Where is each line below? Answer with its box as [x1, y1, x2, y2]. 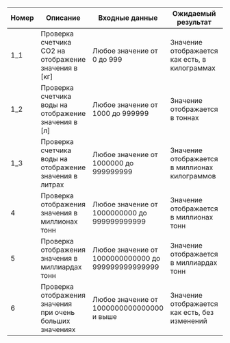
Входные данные [98, 13, 158, 23]
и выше [92, 312, 118, 321]
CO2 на [40, 46, 66, 56]
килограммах [170, 63, 216, 73]
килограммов [170, 171, 216, 180]
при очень [40, 308, 75, 317]
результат [177, 17, 212, 27]
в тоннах [170, 113, 199, 122]
